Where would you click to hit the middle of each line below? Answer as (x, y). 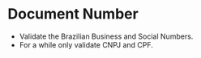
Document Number (73, 14)
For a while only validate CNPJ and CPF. (86, 44)
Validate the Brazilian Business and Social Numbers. (106, 36)
